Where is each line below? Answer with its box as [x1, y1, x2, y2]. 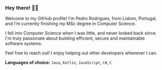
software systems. [5, 41, 43, 47]
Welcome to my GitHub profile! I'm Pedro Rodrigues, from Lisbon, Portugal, [5, 16, 157, 22]
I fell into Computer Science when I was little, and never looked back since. [5, 30, 157, 36]
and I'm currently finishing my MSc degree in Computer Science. [5, 21, 136, 26]
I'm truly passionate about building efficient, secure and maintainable [5, 35, 145, 41]
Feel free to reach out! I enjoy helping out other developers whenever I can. [5, 50, 158, 56]
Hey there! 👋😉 [5, 4, 39, 11]
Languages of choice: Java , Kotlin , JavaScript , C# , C [5, 60, 112, 66]
